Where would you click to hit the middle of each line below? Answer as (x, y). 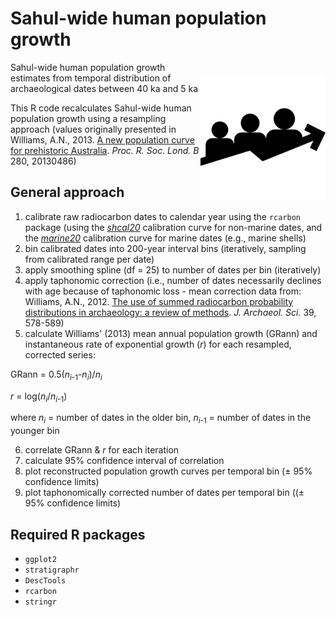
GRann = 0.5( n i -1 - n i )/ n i (56, 375)
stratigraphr (52, 570)
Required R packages (78, 534)
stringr (40, 602)
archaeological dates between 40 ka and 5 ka (104, 88)
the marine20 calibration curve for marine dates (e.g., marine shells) (165, 238)
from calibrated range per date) (89, 259)
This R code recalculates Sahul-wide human (101, 108)
